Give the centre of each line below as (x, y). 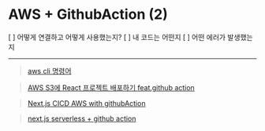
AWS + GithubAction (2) (88, 15)
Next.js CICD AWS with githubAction (86, 103)
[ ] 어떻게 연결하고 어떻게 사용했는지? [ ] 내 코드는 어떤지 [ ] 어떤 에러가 (117, 37)
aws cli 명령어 (49, 71)
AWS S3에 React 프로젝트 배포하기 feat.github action (111, 87)
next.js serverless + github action (82, 118)
